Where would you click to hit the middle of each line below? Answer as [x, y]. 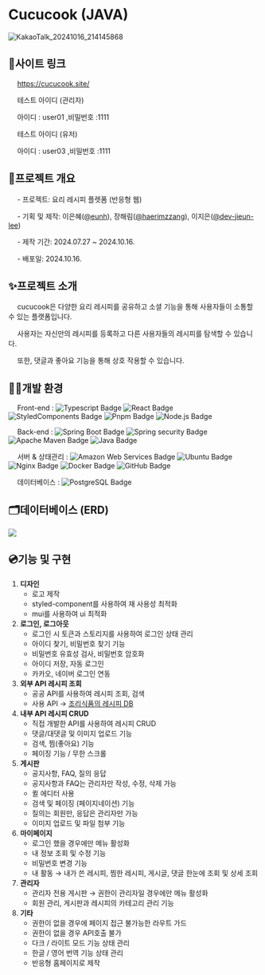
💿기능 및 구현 [40, 560]
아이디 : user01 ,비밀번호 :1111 [63, 116]
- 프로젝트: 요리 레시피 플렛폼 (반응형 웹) [80, 199]
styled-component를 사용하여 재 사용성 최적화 [104, 603]
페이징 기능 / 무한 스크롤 [69, 753]
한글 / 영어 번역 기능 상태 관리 [77, 953]
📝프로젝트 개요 [42, 178]
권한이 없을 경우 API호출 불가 [76, 933]
